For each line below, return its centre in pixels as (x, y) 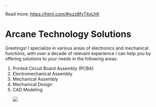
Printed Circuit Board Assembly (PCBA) (53, 68)
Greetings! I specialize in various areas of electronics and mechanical (77, 48)
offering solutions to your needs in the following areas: (61, 58)
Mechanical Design (32, 84)
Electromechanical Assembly (42, 73)
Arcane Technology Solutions (68, 34)
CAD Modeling (27, 89)
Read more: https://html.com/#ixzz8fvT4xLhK (52, 14)
